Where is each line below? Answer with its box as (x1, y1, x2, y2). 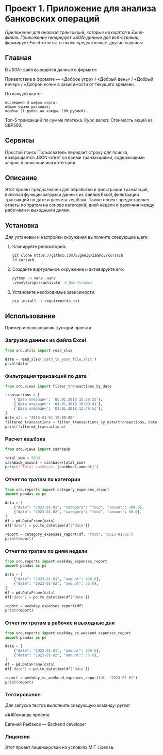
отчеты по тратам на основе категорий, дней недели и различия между (5, 202, 155, 208)
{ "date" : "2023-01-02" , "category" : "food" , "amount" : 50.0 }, (14, 509, 142, 514)
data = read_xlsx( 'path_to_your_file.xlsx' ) (5, 357, 97, 362)
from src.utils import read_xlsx (5, 348, 73, 353)
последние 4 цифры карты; (5, 100, 57, 105)
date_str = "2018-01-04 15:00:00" (5, 415, 75, 420)
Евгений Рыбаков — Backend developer (5, 721, 86, 727)
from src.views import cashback (5, 447, 70, 452)
